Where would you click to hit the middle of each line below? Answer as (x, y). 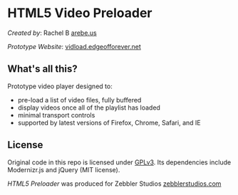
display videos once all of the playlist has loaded (89, 107)
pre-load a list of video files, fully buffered (79, 100)
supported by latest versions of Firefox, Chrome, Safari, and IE (109, 122)
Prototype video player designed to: (60, 86)
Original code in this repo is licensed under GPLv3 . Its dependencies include (119, 162)
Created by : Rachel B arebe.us (52, 33)
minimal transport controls (56, 115)
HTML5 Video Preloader (80, 13)
